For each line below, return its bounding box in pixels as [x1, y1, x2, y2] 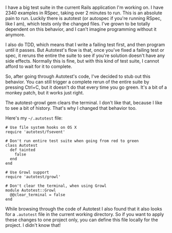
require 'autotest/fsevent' [5, 129, 66, 134]
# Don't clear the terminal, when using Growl [5, 183, 107, 188]
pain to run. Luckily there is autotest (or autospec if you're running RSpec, [5, 15, 162, 21]
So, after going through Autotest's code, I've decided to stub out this [5, 73, 150, 79]
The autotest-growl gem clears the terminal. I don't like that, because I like [5, 100, 163, 106]
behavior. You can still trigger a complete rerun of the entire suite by [5, 79, 149, 85]
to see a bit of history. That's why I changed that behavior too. [5, 105, 137, 111]
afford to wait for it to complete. [5, 64, 72, 69]
